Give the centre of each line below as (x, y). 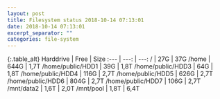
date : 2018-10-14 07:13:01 (46, 26)
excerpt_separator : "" (40, 33)
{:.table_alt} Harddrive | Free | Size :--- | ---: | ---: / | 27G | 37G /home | (109, 59)
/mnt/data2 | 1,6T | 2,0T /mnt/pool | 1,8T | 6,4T (74, 89)
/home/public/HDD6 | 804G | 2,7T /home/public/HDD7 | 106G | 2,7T (104, 81)
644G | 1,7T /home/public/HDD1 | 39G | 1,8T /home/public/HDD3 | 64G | (110, 66)
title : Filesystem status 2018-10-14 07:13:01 (76, 20)
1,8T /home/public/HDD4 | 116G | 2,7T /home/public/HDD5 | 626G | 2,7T (110, 74)
